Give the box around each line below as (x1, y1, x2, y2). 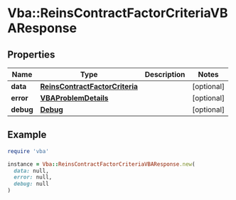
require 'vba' (7, 147, 50, 154)
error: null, (14, 174, 53, 181)
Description (144, 70, 186, 79)
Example (7, 129, 47, 141)
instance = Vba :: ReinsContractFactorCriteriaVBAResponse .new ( (7, 160, 195, 168)
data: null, (14, 167, 50, 174)
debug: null (14, 180, 50, 188)
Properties (7, 48, 55, 60)
